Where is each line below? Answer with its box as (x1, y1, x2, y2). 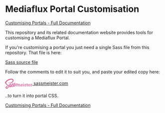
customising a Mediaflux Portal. (5, 35, 70, 41)
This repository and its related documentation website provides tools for (5, 29, 154, 35)
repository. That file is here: (5, 50, 62, 56)
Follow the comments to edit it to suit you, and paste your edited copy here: (5, 68, 161, 75)
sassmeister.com (33, 80, 68, 86)
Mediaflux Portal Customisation (5, 3, 140, 15)
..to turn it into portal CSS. (5, 93, 59, 99)
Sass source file (5, 59, 38, 65)
